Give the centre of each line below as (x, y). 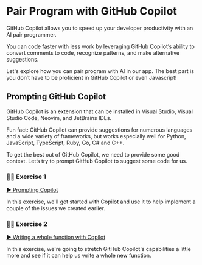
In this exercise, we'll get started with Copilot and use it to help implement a (101, 202)
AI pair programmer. (31, 34)
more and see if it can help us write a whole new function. (79, 256)
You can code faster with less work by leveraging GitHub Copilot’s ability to (100, 46)
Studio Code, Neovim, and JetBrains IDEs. (59, 118)
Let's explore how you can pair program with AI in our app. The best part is (100, 71)
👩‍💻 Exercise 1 (26, 177)
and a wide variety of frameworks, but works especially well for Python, (96, 136)
